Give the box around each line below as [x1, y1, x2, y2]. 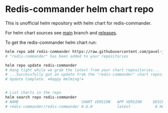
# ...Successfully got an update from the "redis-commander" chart [5, 72, 149, 77]
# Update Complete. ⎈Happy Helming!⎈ [5, 76, 84, 82]
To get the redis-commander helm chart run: [5, 39, 97, 45]
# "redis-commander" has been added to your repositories [5, 53, 128, 58]
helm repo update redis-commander [5, 62, 77, 68]
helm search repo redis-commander [5, 95, 77, 100]
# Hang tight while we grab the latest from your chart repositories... [5, 67, 160, 72]
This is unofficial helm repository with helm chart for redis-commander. [5, 20, 151, 26]
